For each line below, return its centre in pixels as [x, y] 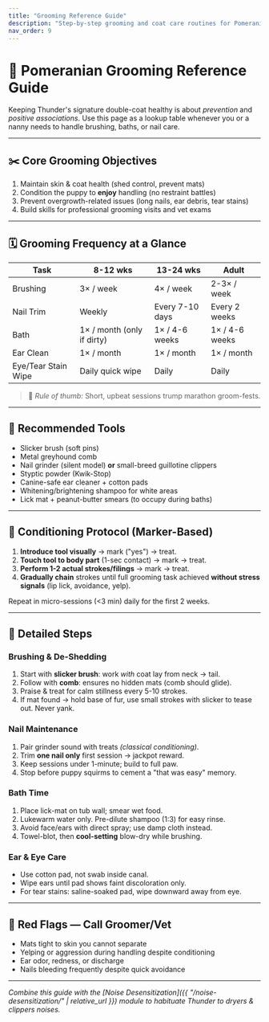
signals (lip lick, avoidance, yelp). [75, 585]
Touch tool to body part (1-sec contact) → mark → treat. [113, 560]
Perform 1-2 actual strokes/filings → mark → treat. [104, 568]
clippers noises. [34, 1009]
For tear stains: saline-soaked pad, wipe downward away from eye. [130, 892]
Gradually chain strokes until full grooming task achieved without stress [140, 577]
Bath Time [29, 793]
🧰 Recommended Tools [67, 429]
